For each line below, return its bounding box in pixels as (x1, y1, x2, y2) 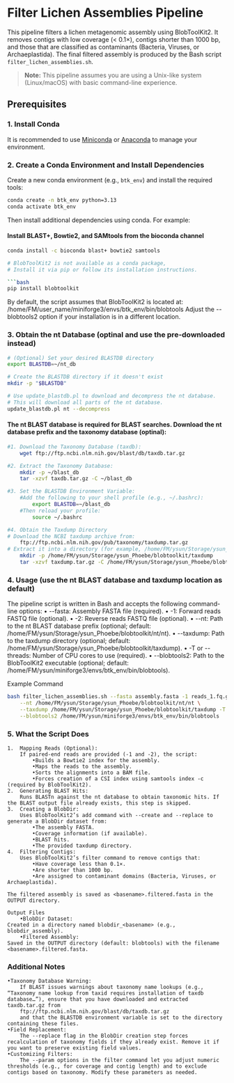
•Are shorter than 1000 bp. (32, 867, 114, 873)
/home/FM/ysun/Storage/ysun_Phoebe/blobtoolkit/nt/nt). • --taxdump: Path (7, 629, 225, 638)
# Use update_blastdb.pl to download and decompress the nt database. (7, 393, 217, 400)
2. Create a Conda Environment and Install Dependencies (7, 160, 205, 170)
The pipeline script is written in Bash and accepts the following (7, 600, 187, 608)
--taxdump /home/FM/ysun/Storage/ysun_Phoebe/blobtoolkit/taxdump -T (19, 706, 226, 713)
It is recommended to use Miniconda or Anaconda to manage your (7, 135, 197, 143)
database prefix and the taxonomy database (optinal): (7, 428, 167, 436)
